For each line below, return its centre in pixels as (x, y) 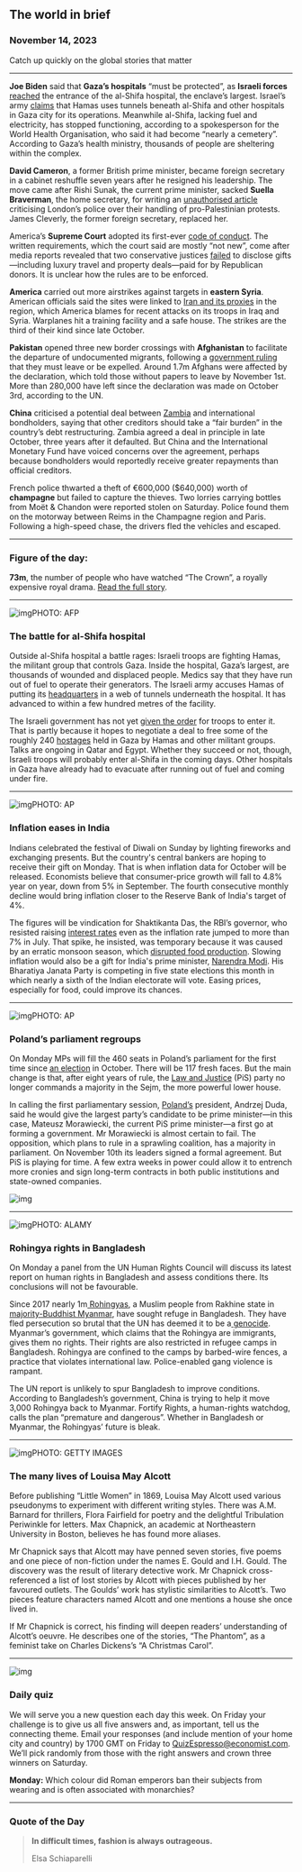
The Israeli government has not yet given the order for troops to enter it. (142, 721)
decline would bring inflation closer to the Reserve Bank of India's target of (148, 895)
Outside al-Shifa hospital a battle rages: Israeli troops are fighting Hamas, (145, 656)
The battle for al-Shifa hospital (77, 636)
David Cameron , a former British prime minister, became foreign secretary (147, 170)
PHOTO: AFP (56, 613)
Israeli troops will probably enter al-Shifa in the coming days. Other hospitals (151, 760)
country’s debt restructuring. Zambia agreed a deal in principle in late (137, 432)
